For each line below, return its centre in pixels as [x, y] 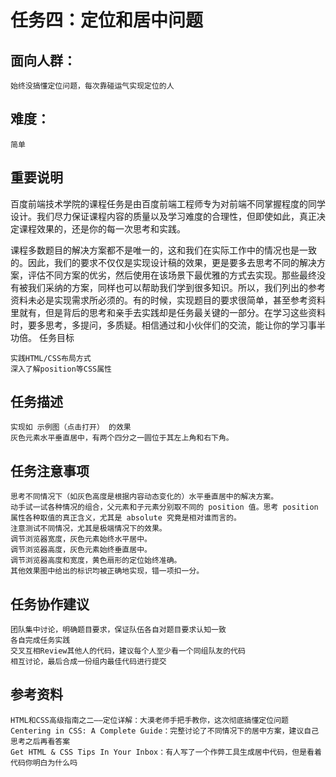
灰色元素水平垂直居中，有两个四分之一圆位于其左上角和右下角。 [122, 438]
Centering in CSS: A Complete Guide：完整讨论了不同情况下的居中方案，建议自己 [165, 731]
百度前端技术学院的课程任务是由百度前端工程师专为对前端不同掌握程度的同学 [168, 203]
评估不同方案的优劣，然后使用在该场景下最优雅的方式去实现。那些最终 [172, 275]
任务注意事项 [50, 471]
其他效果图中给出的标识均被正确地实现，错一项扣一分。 [107, 571]
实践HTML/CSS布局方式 [51, 358]
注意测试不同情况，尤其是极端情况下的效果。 [88, 529]
